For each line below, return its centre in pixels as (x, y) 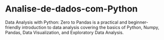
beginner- (138, 22)
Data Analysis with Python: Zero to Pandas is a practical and (66, 22)
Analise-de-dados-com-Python (71, 9)
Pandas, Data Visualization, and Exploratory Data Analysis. (65, 32)
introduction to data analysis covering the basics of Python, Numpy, (91, 27)
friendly (13, 27)
